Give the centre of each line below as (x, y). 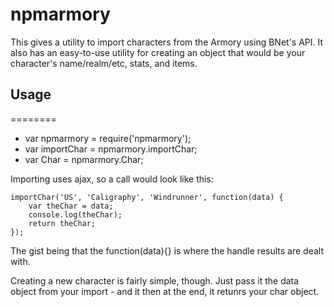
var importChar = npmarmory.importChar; (111, 149)
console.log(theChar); (75, 214)
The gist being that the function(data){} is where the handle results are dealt (167, 250)
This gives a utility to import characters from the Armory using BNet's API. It (167, 42)
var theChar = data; (71, 206)
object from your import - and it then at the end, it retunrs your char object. (165, 291)
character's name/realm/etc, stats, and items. (104, 63)
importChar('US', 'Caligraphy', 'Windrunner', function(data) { (147, 197)
